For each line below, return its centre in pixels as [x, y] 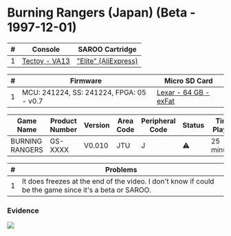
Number [64, 129]
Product [64, 121]
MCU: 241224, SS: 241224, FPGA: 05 [84, 92]
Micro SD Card [188, 81]
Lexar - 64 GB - [184, 92]
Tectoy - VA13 [46, 61]
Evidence [23, 210]
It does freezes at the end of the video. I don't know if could [118, 181]
